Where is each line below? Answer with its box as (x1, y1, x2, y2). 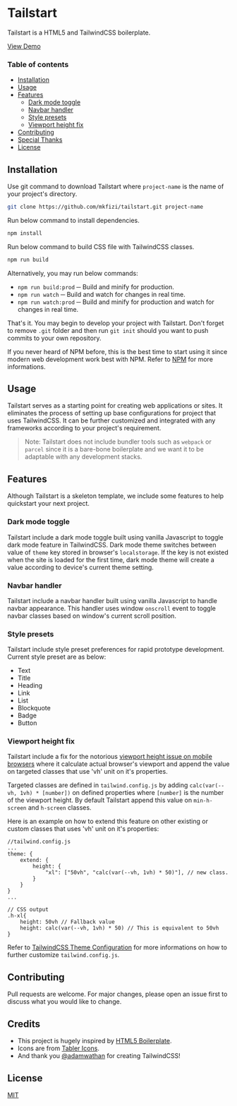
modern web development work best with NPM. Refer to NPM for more (7, 355, 214, 363)
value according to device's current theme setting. (7, 563, 154, 571)
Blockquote (17, 704, 51, 712)
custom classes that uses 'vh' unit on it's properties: (7, 825, 159, 833)
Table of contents (7, 59, 69, 69)
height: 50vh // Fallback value (20, 918, 115, 925)
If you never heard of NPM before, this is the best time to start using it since (7, 347, 228, 355)
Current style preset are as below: (7, 652, 107, 661)
